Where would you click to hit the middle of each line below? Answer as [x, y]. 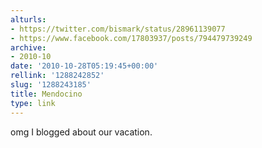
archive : [28, 47]
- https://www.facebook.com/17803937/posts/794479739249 [131, 38]
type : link [33, 103]
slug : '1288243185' [51, 85]
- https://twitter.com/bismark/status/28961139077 [118, 29]
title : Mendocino [46, 94]
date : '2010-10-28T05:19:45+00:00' [84, 66]
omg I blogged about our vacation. [81, 132]
